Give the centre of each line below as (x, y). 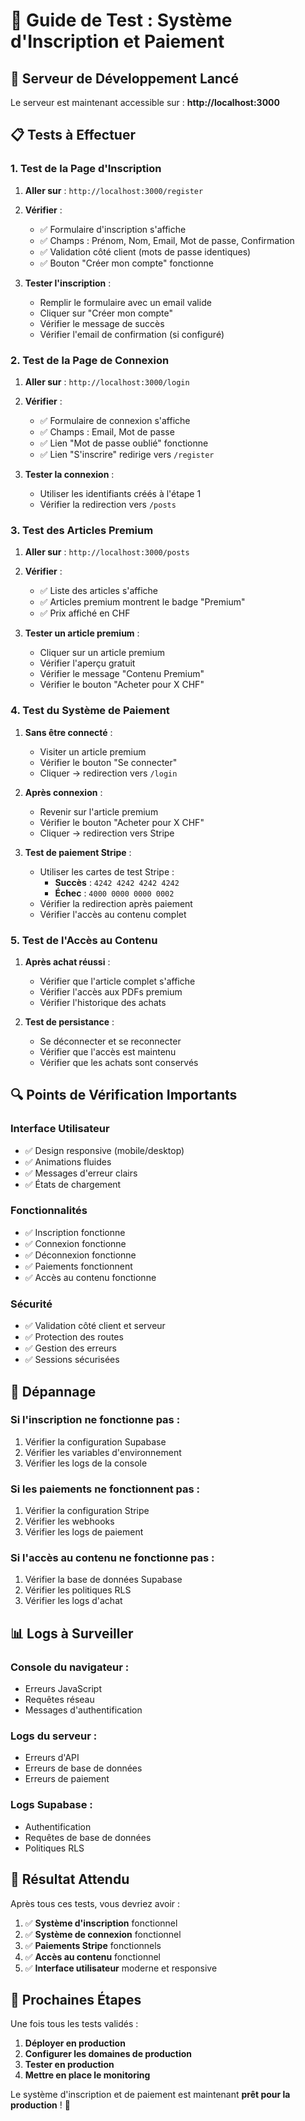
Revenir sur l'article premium (99, 811)
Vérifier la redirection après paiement (116, 903)
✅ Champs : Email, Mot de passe (107, 431)
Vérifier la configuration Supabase (95, 1441)
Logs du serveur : (54, 1736)
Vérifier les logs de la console (86, 1463)
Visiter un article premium (93, 751)
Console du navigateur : (70, 1667)
